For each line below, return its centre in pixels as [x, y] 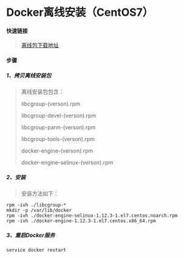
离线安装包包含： [43, 91]
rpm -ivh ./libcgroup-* [36, 205]
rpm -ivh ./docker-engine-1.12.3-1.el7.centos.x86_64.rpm [81, 221]
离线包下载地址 [40, 45]
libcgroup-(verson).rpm [51, 104]
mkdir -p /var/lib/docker [39, 210]
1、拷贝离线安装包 [29, 75]
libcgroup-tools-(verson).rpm [58, 139]
